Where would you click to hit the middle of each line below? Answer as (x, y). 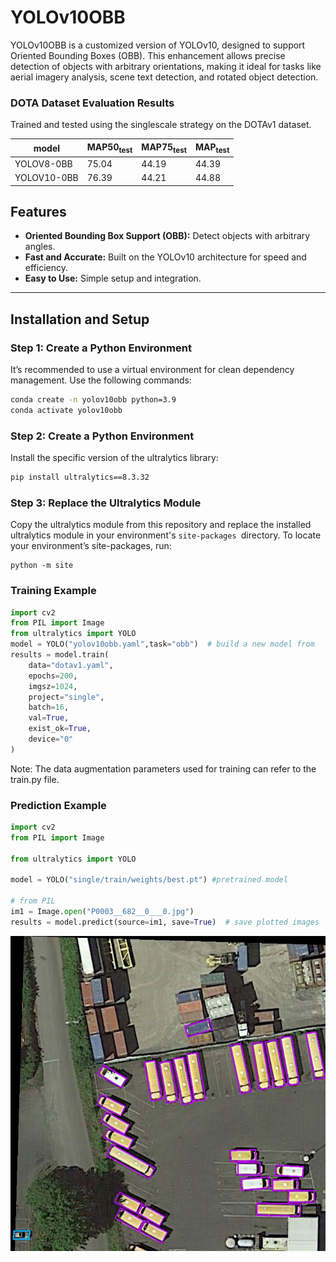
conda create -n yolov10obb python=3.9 (93, 400)
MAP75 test (164, 148)
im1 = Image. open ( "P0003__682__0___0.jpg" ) (102, 912)
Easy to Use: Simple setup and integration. (113, 278)
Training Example (53, 591)
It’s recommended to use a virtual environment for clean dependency (152, 370)
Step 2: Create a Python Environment (102, 436)
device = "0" (51, 739)
